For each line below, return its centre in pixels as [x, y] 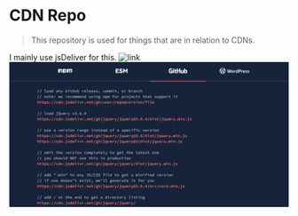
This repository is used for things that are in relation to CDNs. [143, 40]
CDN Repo [48, 16]
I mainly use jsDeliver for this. [63, 57]
